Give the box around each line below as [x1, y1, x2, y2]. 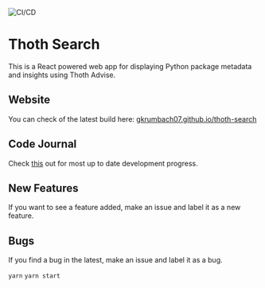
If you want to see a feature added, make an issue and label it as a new [8, 203, 241, 212]
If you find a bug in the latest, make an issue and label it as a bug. [8, 255, 223, 265]
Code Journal [8, 138, 77, 151]
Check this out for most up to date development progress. [8, 158, 198, 168]
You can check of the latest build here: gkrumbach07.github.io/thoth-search [8, 114, 257, 123]
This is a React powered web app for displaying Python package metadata [8, 61, 252, 71]
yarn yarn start [8, 272, 61, 280]
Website [8, 93, 50, 107]
